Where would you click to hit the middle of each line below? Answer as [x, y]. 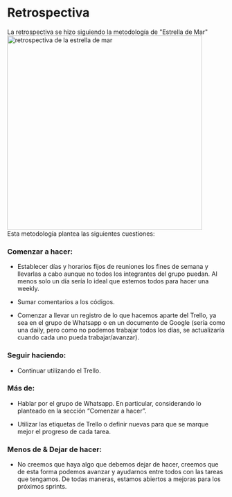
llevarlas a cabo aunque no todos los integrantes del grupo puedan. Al [117, 274]
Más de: [21, 388]
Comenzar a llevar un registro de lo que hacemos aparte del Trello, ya [117, 315]
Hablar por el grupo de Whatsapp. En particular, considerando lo [109, 403]
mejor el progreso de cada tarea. [64, 431]
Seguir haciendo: [37, 355]
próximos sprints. [42, 487]
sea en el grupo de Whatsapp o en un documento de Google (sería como [121, 323]
